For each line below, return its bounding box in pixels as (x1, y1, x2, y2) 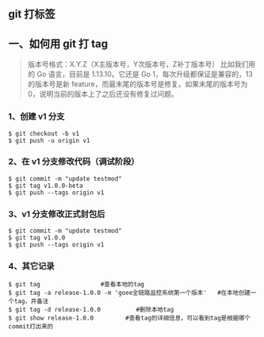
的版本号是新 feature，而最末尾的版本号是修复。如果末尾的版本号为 (27, 79, 248, 89)
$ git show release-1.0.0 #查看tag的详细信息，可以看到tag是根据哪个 (8, 314, 251, 323)
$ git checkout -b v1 (8, 129, 80, 137)
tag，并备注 (13, 297, 49, 305)
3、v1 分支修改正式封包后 (8, 209, 105, 220)
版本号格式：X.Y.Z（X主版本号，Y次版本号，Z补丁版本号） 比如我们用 (27, 59, 256, 69)
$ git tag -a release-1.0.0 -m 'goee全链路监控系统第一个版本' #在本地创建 (8, 289, 251, 297)
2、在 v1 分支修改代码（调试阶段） (8, 156, 140, 167)
